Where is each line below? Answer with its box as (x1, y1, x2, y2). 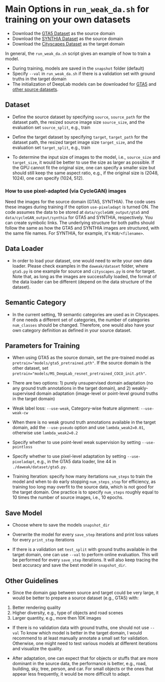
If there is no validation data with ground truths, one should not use (12, 625, 149, 631)
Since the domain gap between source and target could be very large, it (12, 590, 159, 596)
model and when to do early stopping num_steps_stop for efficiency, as (12, 479, 156, 485)
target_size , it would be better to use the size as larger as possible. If (12, 159, 155, 165)
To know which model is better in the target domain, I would (20, 630, 142, 636)
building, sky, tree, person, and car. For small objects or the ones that (12, 666, 154, 672)
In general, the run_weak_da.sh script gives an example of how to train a (5, 50, 151, 56)
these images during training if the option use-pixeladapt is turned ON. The (5, 204, 159, 210)
